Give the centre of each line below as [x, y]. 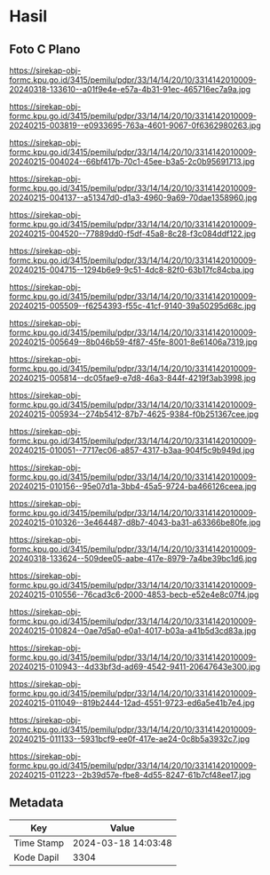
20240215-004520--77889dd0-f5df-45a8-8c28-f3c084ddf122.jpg [132, 234]
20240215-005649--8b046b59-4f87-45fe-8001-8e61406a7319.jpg [133, 342]
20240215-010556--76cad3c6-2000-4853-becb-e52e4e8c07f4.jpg [134, 594]
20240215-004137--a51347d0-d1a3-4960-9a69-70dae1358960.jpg [133, 198]
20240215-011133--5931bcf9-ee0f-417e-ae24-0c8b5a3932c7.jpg [130, 739]
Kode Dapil [36, 857]
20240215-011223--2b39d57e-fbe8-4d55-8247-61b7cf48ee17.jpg [130, 775]
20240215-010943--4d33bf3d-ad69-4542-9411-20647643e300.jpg [135, 667]
